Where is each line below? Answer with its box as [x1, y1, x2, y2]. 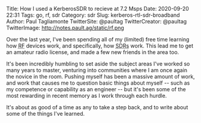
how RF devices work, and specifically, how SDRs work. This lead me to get [6, 42, 194, 49]
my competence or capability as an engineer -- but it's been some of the [6, 86, 186, 92]
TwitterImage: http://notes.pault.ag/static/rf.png [6, 24, 124, 31]
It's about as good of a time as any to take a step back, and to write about [6, 104, 188, 110]
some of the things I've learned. [6, 110, 85, 117]
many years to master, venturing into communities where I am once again [6, 67, 188, 74]
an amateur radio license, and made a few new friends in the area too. [6, 49, 179, 56]
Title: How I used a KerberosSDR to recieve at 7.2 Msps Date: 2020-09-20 [6, 5, 189, 12]
